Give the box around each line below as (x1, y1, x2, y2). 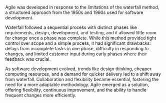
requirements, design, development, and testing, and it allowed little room (5, 30, 156, 35)
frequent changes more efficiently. (5, 92, 76, 98)
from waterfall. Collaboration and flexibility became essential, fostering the (5, 77, 159, 82)
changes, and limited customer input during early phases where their (5, 51, 147, 57)
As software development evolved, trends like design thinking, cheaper (5, 66, 151, 72)
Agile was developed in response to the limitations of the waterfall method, (5, 4, 159, 10)
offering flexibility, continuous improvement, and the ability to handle (5, 87, 146, 93)
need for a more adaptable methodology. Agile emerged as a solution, (5, 82, 149, 88)
